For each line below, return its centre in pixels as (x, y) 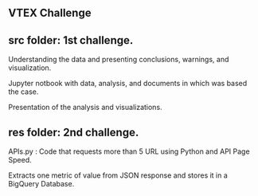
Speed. (20, 160)
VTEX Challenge (50, 13)
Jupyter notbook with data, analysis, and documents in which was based (128, 84)
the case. (23, 92)
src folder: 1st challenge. (71, 40)
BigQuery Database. (41, 184)
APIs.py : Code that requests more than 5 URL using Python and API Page (129, 151)
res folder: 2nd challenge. (74, 132)
